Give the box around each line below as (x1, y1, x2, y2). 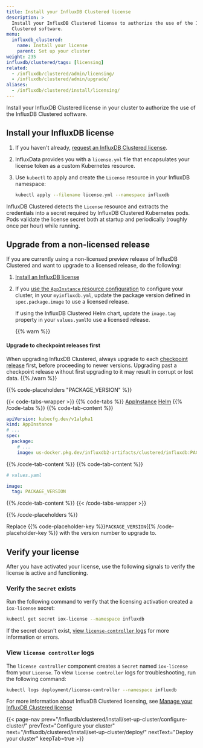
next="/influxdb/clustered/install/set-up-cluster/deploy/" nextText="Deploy (6, 729, 193, 736)
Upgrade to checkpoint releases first (6, 342, 101, 349)
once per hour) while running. (6, 222, 80, 229)
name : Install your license (17, 43, 88, 49)
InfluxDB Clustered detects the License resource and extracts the (6, 203, 169, 210)
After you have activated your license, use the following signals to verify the (6, 563, 195, 571)
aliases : (6, 82, 28, 88)
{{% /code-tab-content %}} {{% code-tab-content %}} (6, 460, 143, 468)
